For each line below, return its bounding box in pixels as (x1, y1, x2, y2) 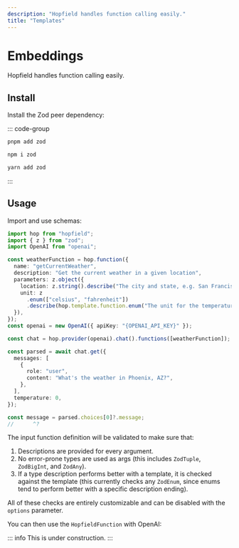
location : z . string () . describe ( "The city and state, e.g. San (20, 283, 208, 290)
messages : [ (14, 354, 50, 362)
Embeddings (7, 48, 84, 64)
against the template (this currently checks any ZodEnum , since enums (17, 478, 221, 486)
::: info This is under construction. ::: (7, 534, 113, 542)
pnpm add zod (7, 138, 46, 146)
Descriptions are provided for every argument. (17, 447, 154, 455)
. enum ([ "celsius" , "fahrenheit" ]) (26, 296, 129, 303)
